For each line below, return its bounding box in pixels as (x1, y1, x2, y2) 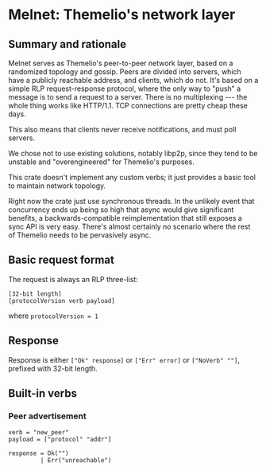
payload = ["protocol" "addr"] (8, 436, 112, 444)
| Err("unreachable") (40, 457, 112, 465)
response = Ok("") (8, 449, 69, 457)
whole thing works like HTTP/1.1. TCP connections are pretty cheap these (8, 101, 248, 110)
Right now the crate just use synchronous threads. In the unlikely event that (8, 197, 255, 206)
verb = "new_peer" (8, 429, 69, 437)
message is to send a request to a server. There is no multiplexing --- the (8, 92, 248, 101)
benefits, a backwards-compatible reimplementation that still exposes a (8, 214, 242, 222)
